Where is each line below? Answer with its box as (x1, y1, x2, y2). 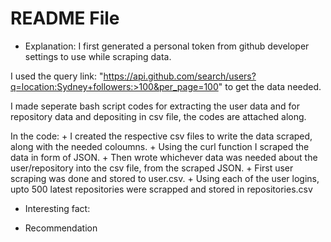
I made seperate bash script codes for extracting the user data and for (10, 100, 300, 112)
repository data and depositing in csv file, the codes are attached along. (10, 110, 307, 122)
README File (10, 7, 120, 30)
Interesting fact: (24, 202, 91, 214)
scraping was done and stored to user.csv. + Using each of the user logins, (10, 172, 320, 184)
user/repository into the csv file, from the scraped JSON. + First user (10, 162, 294, 174)
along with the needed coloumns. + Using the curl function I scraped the (10, 140, 310, 152)
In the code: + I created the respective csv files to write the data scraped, (10, 130, 313, 142)
